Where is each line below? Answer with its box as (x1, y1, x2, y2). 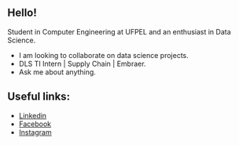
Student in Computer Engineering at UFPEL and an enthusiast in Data (7, 27, 231, 36)
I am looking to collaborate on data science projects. (18, 50, 189, 60)
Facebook (18, 119, 52, 129)
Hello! (7, 6, 37, 20)
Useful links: (7, 90, 71, 103)
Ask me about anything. (18, 67, 96, 77)
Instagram (18, 127, 52, 136)
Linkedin (18, 111, 47, 120)
